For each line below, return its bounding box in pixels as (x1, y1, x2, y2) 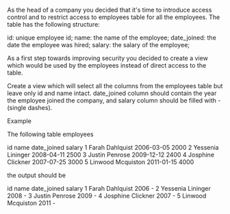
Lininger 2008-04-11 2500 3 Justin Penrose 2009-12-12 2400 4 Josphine (7, 150, 214, 159)
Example (7, 117, 32, 125)
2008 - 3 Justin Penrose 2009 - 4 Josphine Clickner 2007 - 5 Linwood (7, 191, 207, 200)
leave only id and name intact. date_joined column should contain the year (7, 89, 217, 97)
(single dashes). (7, 104, 53, 111)
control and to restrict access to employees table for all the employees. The (7, 13, 220, 21)
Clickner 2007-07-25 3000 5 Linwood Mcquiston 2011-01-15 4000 (7, 158, 194, 166)
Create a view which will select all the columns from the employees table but (7, 82, 223, 90)
